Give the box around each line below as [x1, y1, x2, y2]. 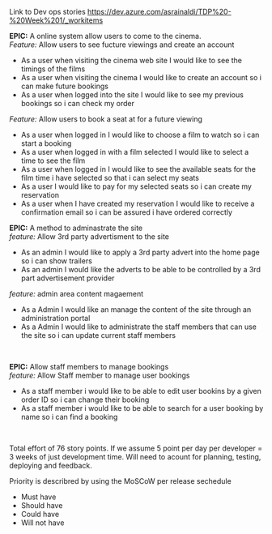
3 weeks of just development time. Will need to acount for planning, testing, [9, 452, 261, 461]
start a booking [20, 139, 72, 148]
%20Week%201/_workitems [9, 15, 104, 25]
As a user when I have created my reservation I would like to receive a [20, 199, 255, 208]
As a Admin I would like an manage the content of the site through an [20, 305, 252, 314]
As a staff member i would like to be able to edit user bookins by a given [20, 387, 261, 395]
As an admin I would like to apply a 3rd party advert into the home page [20, 247, 260, 257]
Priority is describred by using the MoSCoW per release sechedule [9, 476, 232, 485]
